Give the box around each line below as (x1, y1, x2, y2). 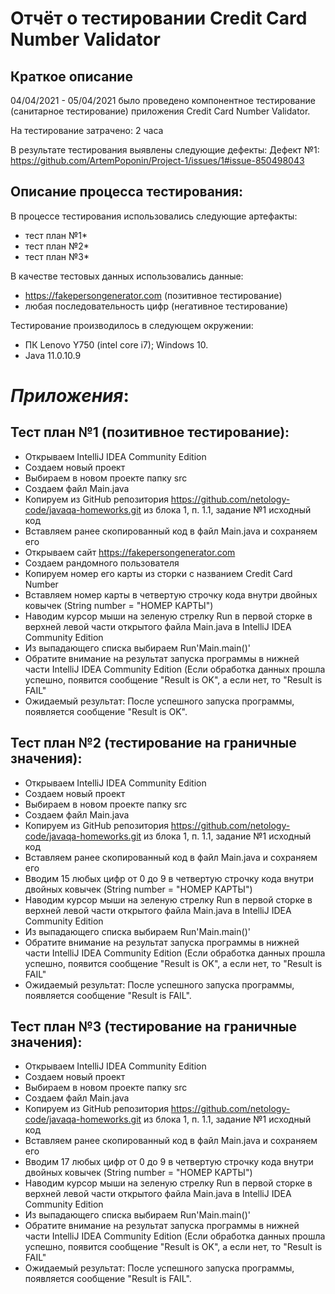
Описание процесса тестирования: (10, 183, 244, 201)
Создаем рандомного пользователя (24, 557, 180, 569)
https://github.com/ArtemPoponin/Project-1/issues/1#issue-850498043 (10, 155, 305, 166)
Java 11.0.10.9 (24, 349, 82, 361)
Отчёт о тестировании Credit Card (10, 7, 308, 30)
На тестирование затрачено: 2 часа (10, 125, 164, 136)
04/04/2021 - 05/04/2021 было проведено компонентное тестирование (10, 95, 316, 106)
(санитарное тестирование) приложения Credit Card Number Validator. (10, 105, 311, 117)
